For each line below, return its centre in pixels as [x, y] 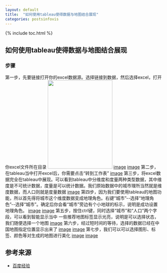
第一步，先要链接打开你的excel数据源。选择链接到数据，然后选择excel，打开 [83, 77]
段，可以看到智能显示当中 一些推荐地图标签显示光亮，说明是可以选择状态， [82, 217]
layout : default [22, 10]
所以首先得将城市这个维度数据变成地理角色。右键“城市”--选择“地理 [82, 198]
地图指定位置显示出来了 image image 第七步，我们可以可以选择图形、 [80, 229]
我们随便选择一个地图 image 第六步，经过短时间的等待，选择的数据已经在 [80, 223]
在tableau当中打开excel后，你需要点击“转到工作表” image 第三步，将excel [81, 173]
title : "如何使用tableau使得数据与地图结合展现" [52, 14]
